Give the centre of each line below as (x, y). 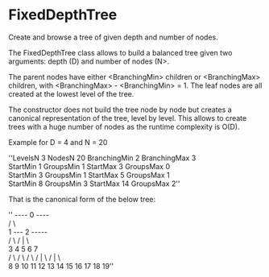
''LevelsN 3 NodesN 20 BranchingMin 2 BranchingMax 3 (102, 158)
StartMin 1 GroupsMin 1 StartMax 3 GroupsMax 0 (89, 166)
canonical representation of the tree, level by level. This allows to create (128, 118)
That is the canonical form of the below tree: (82, 199)
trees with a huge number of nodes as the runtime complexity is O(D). (124, 126)
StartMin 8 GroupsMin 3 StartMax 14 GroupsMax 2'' (94, 184)
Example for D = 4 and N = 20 (58, 142)
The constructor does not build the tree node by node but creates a (120, 110)
